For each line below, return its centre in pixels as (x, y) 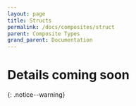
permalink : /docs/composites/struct (61, 27)
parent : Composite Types (44, 34)
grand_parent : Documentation (50, 40)
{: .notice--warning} (36, 95)
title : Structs (30, 20)
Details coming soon (69, 75)
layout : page (26, 14)
